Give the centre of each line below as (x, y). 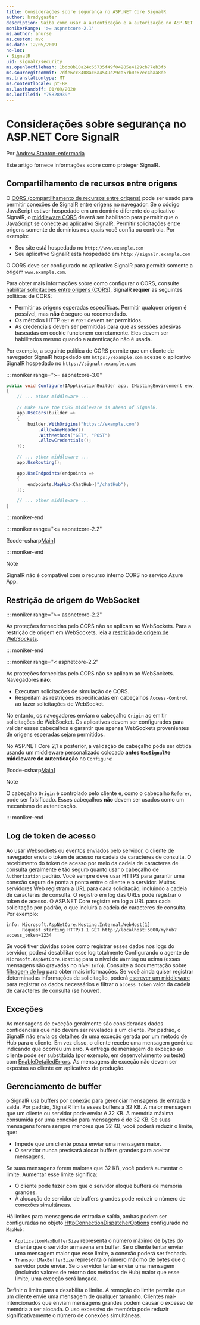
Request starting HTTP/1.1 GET (61, 930)
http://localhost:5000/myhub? (140, 930)
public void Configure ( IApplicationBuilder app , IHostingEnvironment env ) (101, 386)
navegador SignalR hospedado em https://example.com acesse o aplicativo (99, 357)
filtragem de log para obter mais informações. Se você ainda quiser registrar (100, 971)
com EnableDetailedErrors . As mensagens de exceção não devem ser (92, 1061)
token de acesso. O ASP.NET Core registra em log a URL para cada (88, 901)
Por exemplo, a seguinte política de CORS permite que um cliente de (90, 350)
